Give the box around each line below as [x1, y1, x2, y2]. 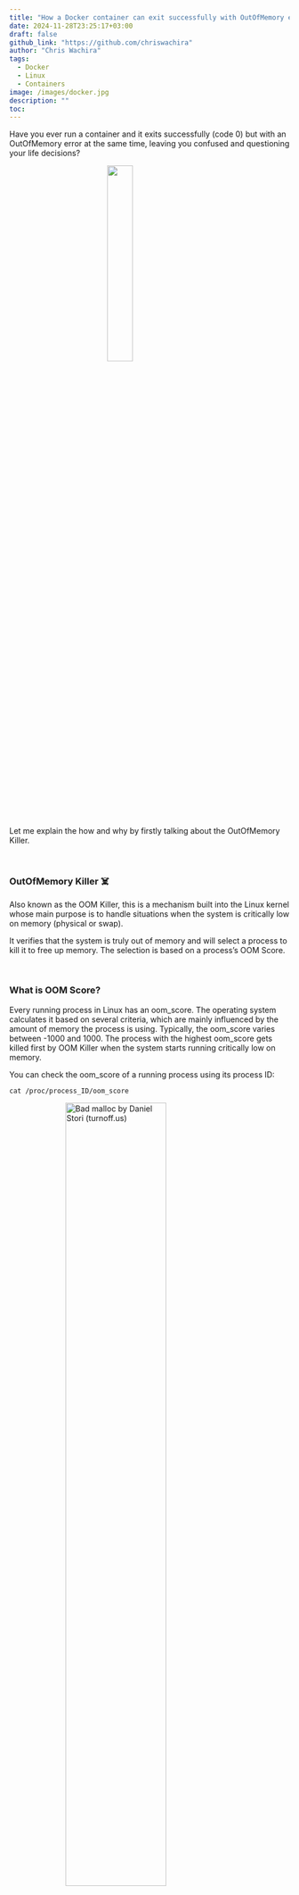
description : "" [9, 96, 69, 105]
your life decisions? [9, 148, 81, 159]
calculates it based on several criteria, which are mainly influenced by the [9, 1014, 279, 1025]
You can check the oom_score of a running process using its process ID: [9, 1068, 275, 1080]
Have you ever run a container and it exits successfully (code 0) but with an [9, 129, 287, 139]
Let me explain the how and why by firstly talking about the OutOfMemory [9, 826, 280, 836]
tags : [9, 54, 29, 63]
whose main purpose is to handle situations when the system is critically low [9, 908, 290, 919]
